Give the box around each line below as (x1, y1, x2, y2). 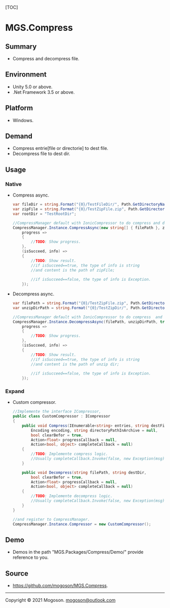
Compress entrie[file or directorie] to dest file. (12, 145, 109, 151)
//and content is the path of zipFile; (31, 268, 115, 273)
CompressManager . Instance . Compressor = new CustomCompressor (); (12, 521, 151, 526)
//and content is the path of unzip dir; (31, 362, 120, 367)
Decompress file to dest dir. (12, 150, 71, 157)
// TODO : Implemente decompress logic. (31, 493, 113, 499)
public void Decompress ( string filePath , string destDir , (22, 470, 147, 475)
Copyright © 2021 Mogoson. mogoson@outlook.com (5, 597, 116, 603)
